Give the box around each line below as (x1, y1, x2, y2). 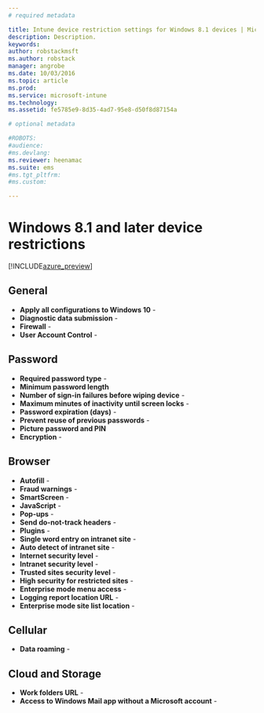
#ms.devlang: (8, 148, 51, 157)
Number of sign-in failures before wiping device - (19, 390, 185, 400)
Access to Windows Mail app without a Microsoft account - (19, 697, 218, 706)
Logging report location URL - (19, 592, 119, 601)
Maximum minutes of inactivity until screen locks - (19, 398, 190, 408)
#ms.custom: (8, 178, 47, 186)
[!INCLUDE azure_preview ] (8, 261, 93, 271)
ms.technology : (8, 99, 58, 107)
